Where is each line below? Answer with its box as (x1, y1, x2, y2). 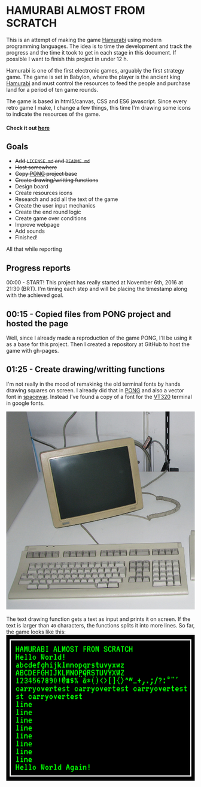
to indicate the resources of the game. (6, 110, 100, 118)
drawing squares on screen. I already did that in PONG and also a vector (6, 386, 184, 393)
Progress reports (6, 263, 71, 273)
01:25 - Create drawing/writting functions (6, 364, 165, 375)
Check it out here (6, 124, 50, 131)
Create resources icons (14, 190, 73, 197)
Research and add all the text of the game (14, 196, 118, 203)
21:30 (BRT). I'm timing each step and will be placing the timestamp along (6, 286, 187, 293)
